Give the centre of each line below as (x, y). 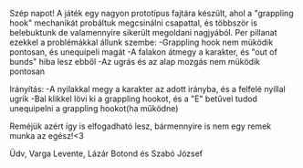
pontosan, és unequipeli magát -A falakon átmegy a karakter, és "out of (144, 52)
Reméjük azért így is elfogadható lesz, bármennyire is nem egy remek (141, 126)
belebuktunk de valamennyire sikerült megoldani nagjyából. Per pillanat (143, 32)
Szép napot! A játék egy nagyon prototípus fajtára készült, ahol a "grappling (151, 13)
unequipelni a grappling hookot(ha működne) (94, 108)
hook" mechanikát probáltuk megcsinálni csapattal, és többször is (134, 23)
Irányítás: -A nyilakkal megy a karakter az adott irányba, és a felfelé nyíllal (147, 89)
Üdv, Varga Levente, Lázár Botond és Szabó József (106, 153)
